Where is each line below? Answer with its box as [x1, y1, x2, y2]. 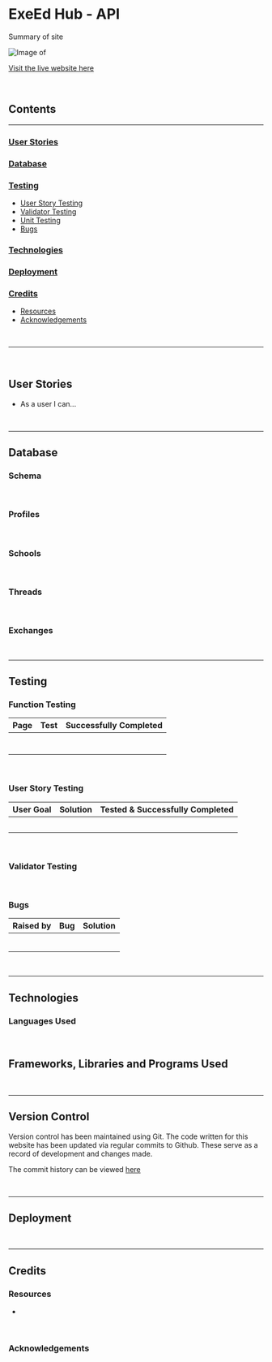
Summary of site [8, 32, 63, 41]
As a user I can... [19, 399, 77, 408]
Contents [8, 102, 57, 116]
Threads [8, 586, 43, 597]
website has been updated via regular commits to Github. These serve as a [8, 1140, 258, 1149]
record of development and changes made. [8, 1149, 153, 1158]
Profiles [8, 509, 40, 520]
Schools [8, 547, 42, 558]
